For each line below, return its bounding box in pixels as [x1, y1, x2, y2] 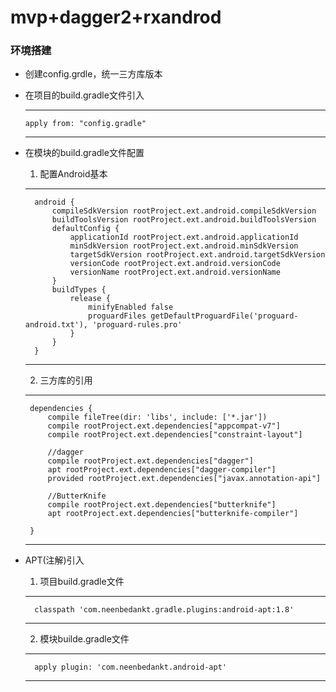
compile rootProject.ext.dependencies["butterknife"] [47, 500, 277, 510]
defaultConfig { [51, 224, 120, 234]
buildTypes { [51, 285, 107, 295]
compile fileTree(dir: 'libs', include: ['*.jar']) [47, 412, 268, 423]
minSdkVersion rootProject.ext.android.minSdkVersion [69, 241, 299, 251]
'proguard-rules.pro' [92, 320, 183, 330]
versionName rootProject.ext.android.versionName [69, 267, 281, 278]
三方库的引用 [39, 374, 93, 386]
